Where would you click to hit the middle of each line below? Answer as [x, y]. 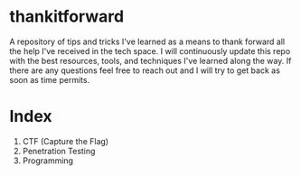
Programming [48, 161]
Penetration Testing [59, 151]
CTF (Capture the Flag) [66, 141]
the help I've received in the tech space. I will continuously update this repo [150, 51]
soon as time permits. [50, 79]
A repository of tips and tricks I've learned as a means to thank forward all [147, 41]
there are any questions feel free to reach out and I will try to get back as [145, 70]
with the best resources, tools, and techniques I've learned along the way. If [150, 60]
